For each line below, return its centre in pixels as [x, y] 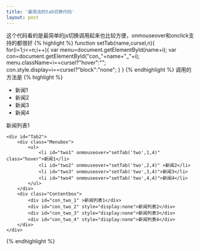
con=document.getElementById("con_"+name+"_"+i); [73, 56]
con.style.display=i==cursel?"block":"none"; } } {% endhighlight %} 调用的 [99, 69]
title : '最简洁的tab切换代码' [41, 12]
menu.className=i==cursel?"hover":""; [56, 62]
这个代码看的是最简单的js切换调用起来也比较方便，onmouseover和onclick [98, 35]
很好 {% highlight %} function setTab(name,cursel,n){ [88, 43]
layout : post [23, 17]
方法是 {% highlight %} [35, 77]
